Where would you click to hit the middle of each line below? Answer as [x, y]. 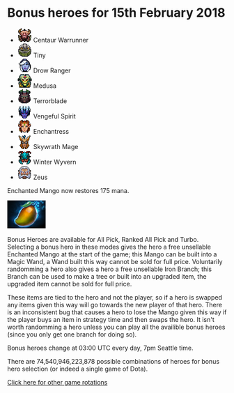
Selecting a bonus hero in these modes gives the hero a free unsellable [109, 247]
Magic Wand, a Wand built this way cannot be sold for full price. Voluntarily [115, 261]
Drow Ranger [52, 70]
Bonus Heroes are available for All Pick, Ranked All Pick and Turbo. [103, 239]
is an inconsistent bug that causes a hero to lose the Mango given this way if [117, 312]
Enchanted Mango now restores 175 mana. [68, 190]
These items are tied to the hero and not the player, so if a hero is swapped [115, 297]
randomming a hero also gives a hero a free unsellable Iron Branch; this [110, 269]
